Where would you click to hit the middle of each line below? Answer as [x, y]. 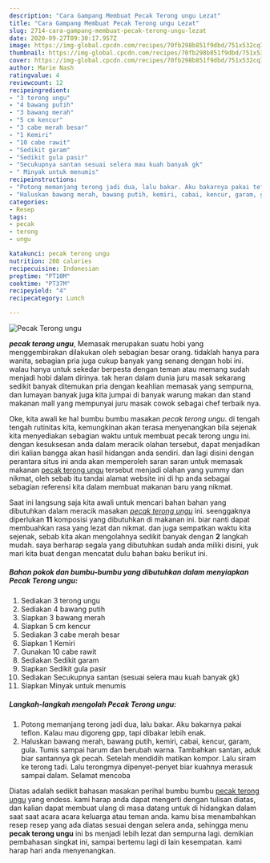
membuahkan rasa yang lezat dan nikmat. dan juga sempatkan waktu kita [130, 528]
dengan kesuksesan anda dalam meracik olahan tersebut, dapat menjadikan [135, 444]
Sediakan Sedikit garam [60, 660]
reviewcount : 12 [36, 83]
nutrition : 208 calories [50, 261]
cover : [20, 61]
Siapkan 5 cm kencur [56, 626]
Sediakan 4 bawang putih [63, 609]
